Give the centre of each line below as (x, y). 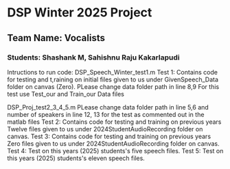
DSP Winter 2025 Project (80, 13)
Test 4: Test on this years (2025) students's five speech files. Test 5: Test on (115, 151)
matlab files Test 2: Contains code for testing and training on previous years (114, 122)
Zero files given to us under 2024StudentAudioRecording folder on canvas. (113, 143)
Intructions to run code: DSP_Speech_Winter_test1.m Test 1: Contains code (113, 72)
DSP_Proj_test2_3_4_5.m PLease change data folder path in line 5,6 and (108, 107)
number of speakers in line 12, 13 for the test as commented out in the (106, 114)
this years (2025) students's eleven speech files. (76, 158)
